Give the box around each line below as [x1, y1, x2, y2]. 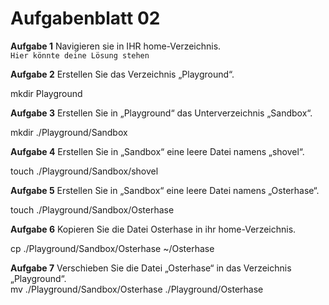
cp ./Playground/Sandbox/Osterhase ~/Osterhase [10, 242, 215, 254]
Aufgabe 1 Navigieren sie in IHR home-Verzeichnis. [10, 40, 222, 52]
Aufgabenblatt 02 [10, 7, 161, 30]
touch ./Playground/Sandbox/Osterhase [10, 203, 175, 216]
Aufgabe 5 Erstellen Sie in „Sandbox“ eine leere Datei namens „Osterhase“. [10, 184, 320, 196]
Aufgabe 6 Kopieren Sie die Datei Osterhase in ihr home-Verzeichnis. [10, 223, 297, 235]
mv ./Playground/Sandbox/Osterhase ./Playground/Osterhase [10, 283, 264, 295]
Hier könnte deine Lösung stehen [10, 50, 150, 61]
